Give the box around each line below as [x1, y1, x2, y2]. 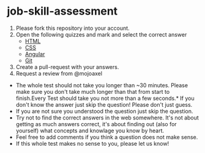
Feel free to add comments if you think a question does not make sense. [15, 133, 198, 141]
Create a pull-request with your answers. [15, 63, 119, 71]
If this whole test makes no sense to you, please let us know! [15, 140, 170, 147]
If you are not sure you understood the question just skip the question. [15, 107, 193, 115]
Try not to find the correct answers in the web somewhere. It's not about [15, 114, 199, 121]
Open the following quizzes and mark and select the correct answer [15, 30, 187, 38]
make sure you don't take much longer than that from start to [15, 88, 170, 95]
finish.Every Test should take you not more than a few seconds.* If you [15, 94, 195, 102]
